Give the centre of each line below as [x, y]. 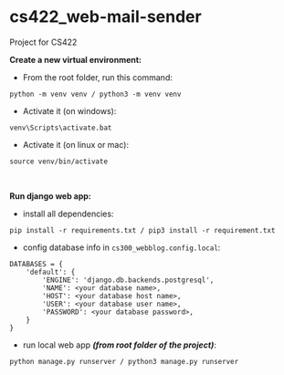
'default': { [51, 272]
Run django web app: [50, 196]
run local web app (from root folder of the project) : [120, 345]
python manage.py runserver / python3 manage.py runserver [124, 361]
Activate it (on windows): [69, 110]
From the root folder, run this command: [98, 77]
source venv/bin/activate [58, 161]
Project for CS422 [43, 42]
